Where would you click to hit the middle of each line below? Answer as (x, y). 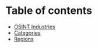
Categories (27, 32)
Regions (24, 39)
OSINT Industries (34, 27)
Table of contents (49, 11)
